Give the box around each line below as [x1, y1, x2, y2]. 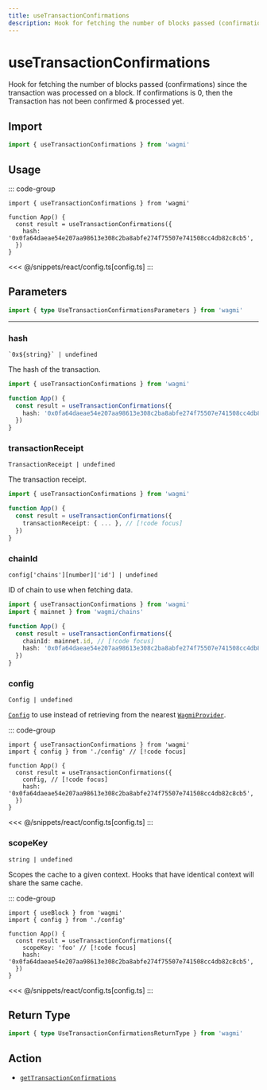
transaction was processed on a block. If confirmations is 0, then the [8, 88, 233, 98]
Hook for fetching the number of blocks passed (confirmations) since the [8, 80, 248, 89]
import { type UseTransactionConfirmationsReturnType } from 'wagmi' [8, 1029, 244, 1037]
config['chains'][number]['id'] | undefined [8, 571, 158, 580]
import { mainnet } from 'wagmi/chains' [8, 608, 145, 615]
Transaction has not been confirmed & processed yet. [8, 96, 184, 106]
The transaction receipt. [8, 475, 87, 484]
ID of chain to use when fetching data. [8, 585, 133, 595]
